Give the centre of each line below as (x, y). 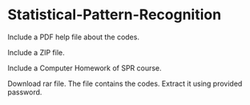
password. (25, 92)
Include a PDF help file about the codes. (73, 37)
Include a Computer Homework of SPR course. (85, 68)
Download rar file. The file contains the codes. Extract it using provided (125, 83)
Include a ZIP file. (36, 52)
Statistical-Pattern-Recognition (115, 15)
